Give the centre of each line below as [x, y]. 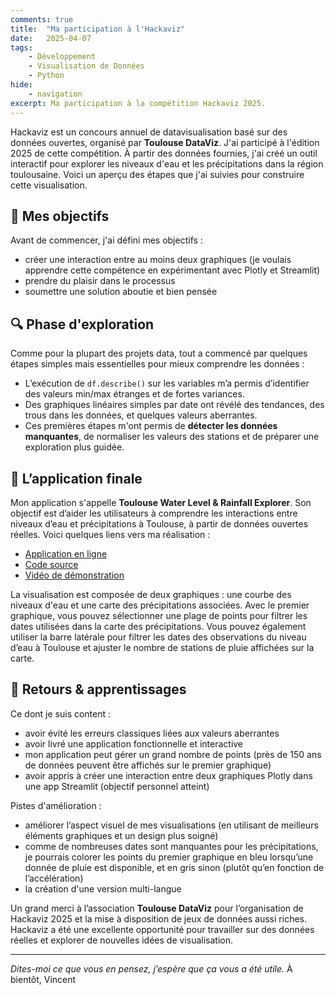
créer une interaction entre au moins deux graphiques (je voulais [158, 260]
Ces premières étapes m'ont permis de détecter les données [151, 426]
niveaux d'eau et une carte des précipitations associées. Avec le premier [160, 605]
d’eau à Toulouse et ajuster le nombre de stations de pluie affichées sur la [162, 647]
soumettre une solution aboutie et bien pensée [121, 292]
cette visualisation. [49, 185]
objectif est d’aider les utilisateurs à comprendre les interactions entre [154, 513]
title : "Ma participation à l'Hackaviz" [98, 29]
